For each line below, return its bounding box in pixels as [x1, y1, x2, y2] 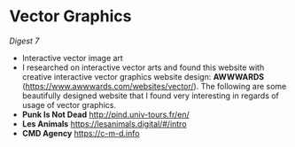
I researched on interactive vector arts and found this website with [21, 62, 265, 73]
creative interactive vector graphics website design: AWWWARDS [21, 71, 264, 81]
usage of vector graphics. [21, 99, 117, 110]
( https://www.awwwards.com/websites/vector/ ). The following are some [21, 81, 287, 91]
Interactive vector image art [21, 52, 124, 63]
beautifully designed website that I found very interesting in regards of [21, 90, 279, 101]
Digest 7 [9, 35, 40, 46]
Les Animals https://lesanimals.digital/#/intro [21, 118, 188, 129]
